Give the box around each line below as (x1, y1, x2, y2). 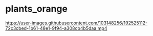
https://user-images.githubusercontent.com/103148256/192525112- (5, 20, 148, 26)
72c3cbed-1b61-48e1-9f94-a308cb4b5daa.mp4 (5, 25, 107, 31)
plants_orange (5, 3, 68, 15)
